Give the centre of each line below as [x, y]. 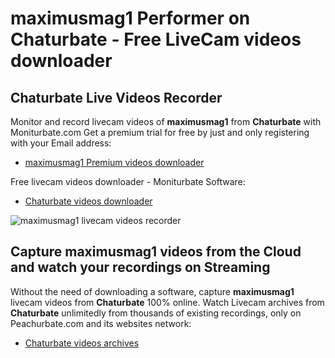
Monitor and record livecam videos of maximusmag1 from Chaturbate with [166, 121]
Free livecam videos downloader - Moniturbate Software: [128, 181]
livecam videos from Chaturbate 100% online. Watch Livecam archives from [167, 302]
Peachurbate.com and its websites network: [101, 323]
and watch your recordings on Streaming [140, 267]
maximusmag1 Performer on [130, 18]
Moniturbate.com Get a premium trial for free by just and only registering [160, 132]
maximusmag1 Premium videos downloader [114, 162]
